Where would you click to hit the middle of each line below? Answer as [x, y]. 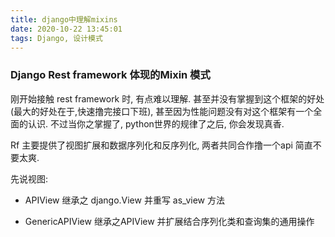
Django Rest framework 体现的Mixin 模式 [110, 75]
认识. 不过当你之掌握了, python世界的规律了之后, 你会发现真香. [156, 123]
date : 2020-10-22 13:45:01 [66, 29]
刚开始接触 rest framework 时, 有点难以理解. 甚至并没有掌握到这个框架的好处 [167, 98]
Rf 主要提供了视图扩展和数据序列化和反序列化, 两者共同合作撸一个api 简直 [161, 145]
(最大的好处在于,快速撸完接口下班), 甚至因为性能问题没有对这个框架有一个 [162, 111]
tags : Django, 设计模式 [56, 38]
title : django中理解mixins [64, 19]
